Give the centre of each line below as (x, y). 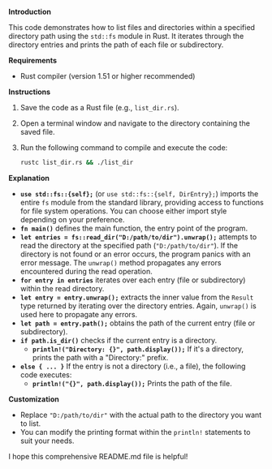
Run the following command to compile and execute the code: (124, 148)
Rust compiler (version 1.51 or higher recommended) (108, 76)
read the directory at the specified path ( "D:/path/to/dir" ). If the (129, 245)
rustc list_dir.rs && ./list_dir (77, 162)
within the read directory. (62, 288)
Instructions (30, 92)
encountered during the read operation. (86, 271)
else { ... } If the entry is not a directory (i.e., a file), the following (133, 366)
